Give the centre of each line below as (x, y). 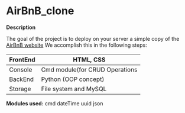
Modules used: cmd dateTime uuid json (55, 103)
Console (21, 69)
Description (21, 27)
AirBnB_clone (40, 11)
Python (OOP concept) (73, 79)
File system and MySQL (74, 89)
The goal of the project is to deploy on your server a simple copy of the (93, 38)
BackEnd (22, 79)
